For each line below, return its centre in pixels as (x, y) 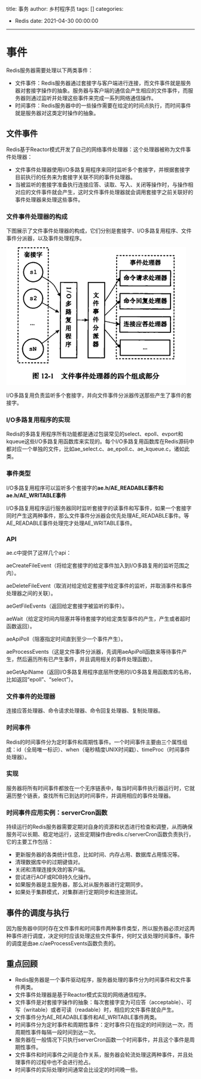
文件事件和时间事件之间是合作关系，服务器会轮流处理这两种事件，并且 (101, 1054)
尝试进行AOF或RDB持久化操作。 (54, 877)
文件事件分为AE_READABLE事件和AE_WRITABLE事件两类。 (87, 1017)
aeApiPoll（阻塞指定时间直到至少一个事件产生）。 (66, 639)
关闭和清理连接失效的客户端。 (51, 870)
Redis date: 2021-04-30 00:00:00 (57, 21)
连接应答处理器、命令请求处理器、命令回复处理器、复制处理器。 (85, 711)
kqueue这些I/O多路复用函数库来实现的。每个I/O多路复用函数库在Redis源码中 (100, 441)
